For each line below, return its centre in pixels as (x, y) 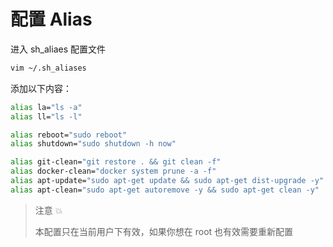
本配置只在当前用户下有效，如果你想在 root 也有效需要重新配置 (164, 231)
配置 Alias (51, 19)
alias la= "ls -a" (46, 107)
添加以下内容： (41, 88)
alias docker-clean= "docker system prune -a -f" (113, 171)
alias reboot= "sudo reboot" (69, 135)
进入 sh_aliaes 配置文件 (58, 49)
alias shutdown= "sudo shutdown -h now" (93, 144)
